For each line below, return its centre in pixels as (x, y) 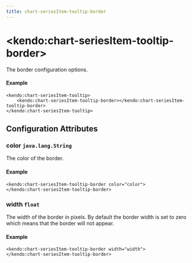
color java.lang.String (39, 146)
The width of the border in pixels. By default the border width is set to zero (96, 217)
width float (23, 204)
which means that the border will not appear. (60, 223)
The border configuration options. (47, 69)
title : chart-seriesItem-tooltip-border (56, 11)
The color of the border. (35, 158)
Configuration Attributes (52, 129)
